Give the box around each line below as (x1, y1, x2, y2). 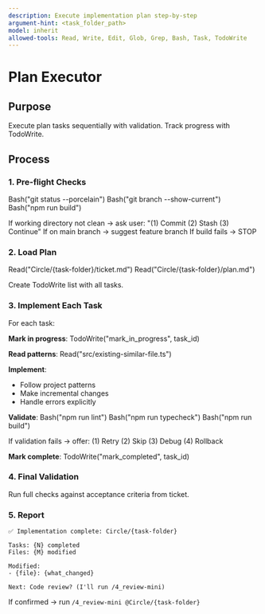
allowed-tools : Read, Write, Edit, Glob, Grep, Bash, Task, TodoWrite (8, 33, 247, 42)
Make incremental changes (19, 388, 109, 398)
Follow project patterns (19, 380, 96, 389)
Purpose (8, 100, 52, 113)
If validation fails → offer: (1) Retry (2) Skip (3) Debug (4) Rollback (8, 436, 224, 446)
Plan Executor (8, 68, 102, 86)
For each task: (8, 318, 56, 327)
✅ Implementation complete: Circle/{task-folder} (8, 527, 177, 536)
